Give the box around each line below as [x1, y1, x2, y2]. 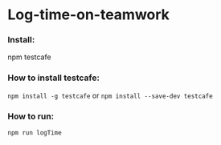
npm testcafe [7, 52, 51, 62]
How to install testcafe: [7, 72, 100, 83]
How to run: [7, 111, 55, 122]
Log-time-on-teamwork [7, 6, 170, 24]
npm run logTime [7, 129, 62, 137]
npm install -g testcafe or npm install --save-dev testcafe [7, 91, 214, 100]
